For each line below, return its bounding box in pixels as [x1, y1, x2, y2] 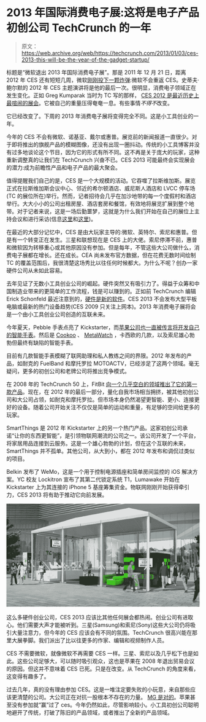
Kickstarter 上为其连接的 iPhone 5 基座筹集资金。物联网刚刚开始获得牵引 [6, 483, 190, 490]
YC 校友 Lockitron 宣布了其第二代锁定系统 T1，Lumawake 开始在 [17, 476, 180, 483]
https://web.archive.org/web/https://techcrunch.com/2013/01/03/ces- [21, 49, 199, 57]
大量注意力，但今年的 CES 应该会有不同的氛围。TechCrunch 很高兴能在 [11, 629, 193, 636]
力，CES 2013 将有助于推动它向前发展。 [6, 491, 108, 498]
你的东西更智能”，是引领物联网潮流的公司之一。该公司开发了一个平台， [19, 431, 199, 439]
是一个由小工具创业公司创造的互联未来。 [6, 310, 109, 318]
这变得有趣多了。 [6, 672, 50, 680]
